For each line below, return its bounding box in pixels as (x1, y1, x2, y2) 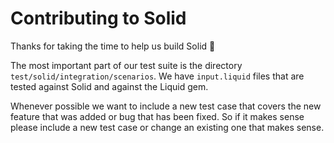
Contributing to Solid (10, 7, 187, 30)
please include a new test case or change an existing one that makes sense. (10, 121, 325, 133)
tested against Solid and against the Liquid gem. (10, 80, 209, 92)
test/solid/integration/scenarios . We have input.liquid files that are (10, 70, 305, 82)
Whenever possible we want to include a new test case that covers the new (10, 100, 322, 112)
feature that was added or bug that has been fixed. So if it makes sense (10, 110, 305, 122)
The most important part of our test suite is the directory (10, 59, 243, 71)
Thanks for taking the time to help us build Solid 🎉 (10, 40, 216, 52)
